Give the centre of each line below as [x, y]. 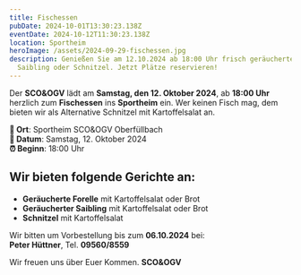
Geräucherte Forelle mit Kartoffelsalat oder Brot [111, 199]
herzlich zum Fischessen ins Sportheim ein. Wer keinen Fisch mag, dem [144, 102]
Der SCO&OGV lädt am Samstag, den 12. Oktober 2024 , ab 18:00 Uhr [140, 93]
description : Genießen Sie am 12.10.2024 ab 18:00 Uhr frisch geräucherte [152, 59]
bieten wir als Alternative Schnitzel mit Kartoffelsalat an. [112, 112]
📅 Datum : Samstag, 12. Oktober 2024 [78, 139]
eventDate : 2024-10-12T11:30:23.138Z [80, 34]
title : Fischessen [43, 17]
